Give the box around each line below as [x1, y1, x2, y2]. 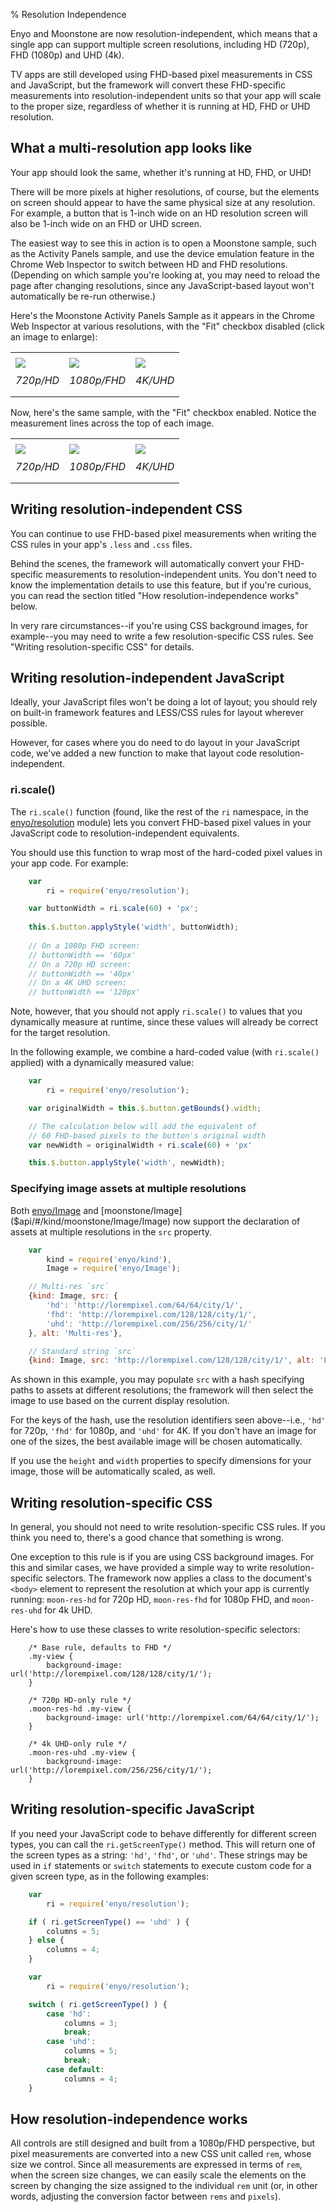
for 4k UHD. [44, 1604, 93, 1616]
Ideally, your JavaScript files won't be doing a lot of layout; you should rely [10, 696, 318, 708]
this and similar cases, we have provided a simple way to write [10, 1562, 268, 1574]
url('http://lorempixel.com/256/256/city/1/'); [10, 1765, 213, 1776]
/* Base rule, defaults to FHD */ [28, 1643, 172, 1653]
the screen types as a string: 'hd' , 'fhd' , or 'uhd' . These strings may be [10, 1849, 308, 1861]
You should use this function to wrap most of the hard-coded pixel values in [10, 846, 323, 858]
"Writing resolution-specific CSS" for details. [10, 640, 195, 653]
